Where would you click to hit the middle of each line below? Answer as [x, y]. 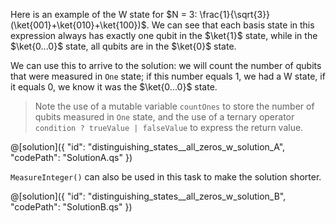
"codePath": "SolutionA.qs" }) [71, 157]
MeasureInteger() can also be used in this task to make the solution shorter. [166, 177]
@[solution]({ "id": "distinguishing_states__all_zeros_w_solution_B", [148, 196]
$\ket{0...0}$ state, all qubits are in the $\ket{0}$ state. [123, 46]
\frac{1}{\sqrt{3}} [235, 14]
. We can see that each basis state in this [230, 25]
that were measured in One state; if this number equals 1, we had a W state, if [168, 76]
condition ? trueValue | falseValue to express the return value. [169, 127]
